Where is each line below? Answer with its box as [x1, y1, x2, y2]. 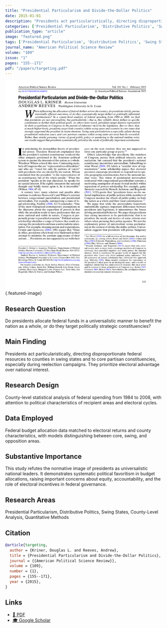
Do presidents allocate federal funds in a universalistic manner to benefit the [5, 318, 162, 324]
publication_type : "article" [5, 29, 66, 34]
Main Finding [5, 338, 46, 346]
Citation [5, 528, 31, 537]
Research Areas [5, 496, 56, 504]
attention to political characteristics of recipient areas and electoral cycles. [5, 399, 158, 405]
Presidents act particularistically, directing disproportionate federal [5, 351, 142, 357]
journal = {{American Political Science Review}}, [9, 558, 117, 563]
